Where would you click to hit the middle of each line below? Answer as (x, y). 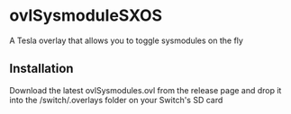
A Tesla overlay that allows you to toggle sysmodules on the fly (126, 40)
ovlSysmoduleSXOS (86, 16)
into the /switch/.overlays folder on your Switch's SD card (116, 100)
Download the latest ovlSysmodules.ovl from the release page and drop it (145, 90)
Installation (41, 69)
